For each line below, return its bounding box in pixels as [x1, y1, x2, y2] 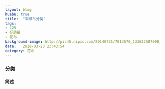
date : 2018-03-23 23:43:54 [5, 44, 65, 49]
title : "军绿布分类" [5, 16, 46, 21]
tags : [5, 21, 16, 26]
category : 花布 [5, 48, 35, 53]
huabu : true [5, 12, 29, 17]
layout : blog [5, 7, 32, 12]
